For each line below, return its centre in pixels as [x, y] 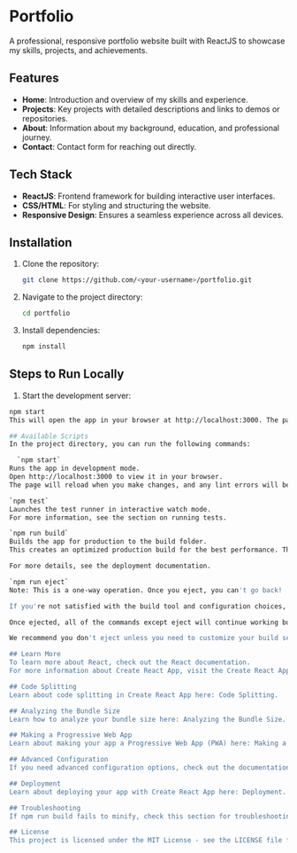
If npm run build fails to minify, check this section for [120, 816]
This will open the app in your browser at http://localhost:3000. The [144, 420]
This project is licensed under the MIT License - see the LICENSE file [146, 841]
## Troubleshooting [45, 808]
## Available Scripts [49, 436]
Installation [41, 243]
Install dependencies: [61, 331]
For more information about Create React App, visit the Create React [142, 671]
